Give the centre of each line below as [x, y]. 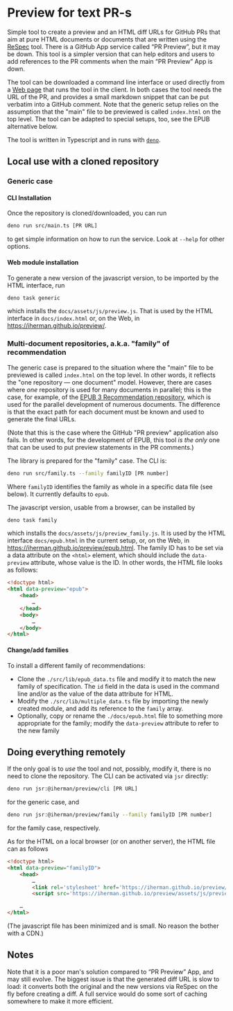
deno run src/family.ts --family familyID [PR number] [88, 473]
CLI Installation [29, 197]
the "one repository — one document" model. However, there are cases [110, 382]
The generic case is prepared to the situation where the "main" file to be [110, 367]
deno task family [32, 520]
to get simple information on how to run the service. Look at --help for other [116, 239]
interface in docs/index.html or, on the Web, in [74, 318]
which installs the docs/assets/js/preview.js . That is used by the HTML [110, 311]
